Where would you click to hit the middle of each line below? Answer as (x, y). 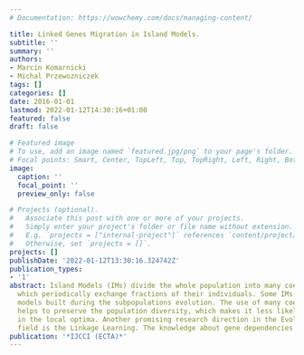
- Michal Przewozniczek (54, 77)
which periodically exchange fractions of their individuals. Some (147, 294)
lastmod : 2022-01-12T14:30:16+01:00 (78, 110)
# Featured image (42, 143)
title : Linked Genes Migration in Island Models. (105, 34)
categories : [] (38, 93)
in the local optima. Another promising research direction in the (147, 319)
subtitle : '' (34, 43)
